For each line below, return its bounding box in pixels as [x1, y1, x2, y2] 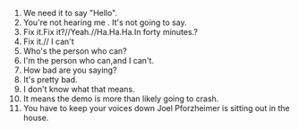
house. [22, 112, 49, 123]
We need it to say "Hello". [22, 8, 118, 18]
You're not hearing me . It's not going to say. [22, 17, 187, 28]
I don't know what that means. [22, 84, 135, 94]
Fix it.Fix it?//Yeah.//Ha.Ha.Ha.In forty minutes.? [22, 27, 198, 37]
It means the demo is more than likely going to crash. [22, 93, 219, 104]
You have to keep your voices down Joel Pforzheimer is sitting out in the [22, 103, 290, 113]
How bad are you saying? [22, 65, 117, 75]
